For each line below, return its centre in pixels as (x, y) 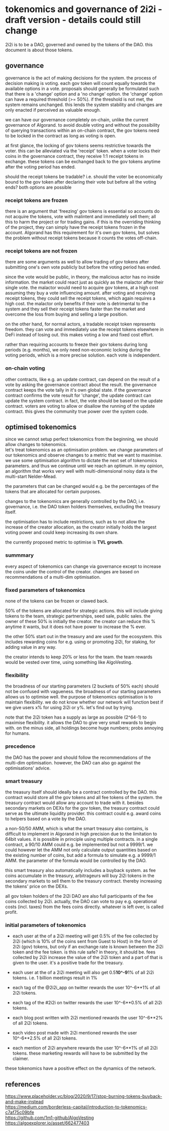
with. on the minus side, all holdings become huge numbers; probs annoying (84, 728)
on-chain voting (25, 368)
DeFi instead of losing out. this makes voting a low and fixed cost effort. (79, 335)
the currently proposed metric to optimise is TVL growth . (64, 542)
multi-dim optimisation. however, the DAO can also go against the (73, 762)
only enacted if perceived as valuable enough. (53, 110)
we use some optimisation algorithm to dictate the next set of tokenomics (81, 461)
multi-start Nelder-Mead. (31, 477)
